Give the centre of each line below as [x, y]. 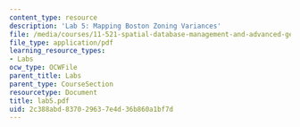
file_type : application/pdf [62, 42]
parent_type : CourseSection [62, 84]
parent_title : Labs [46, 76]
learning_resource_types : [57, 51]
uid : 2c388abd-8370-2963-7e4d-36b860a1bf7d [92, 109]
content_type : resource [54, 17]
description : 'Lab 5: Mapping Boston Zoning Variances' [115, 26]
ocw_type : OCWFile [43, 68]
